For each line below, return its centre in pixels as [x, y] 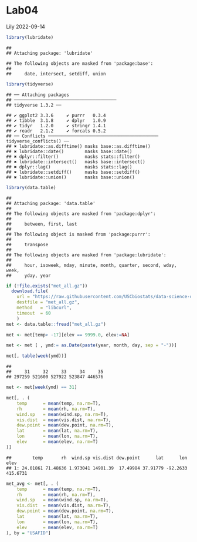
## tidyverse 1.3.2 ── [34, 105]
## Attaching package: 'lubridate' [50, 53]
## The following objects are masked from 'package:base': [80, 63]
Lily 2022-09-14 [26, 27]
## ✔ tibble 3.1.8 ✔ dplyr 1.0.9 [56, 120]
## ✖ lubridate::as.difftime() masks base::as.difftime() [78, 146]
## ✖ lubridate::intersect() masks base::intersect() [76, 162]
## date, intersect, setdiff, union [56, 74]
